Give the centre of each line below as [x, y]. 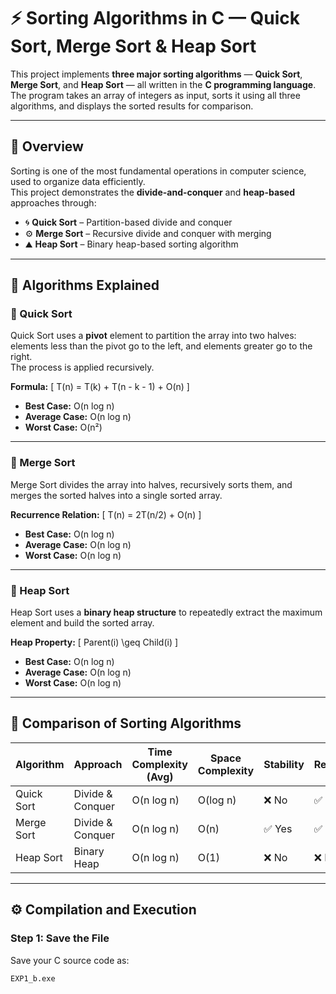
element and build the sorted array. [82, 623]
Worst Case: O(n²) [63, 427]
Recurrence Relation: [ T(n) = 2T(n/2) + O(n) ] [106, 514]
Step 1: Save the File [60, 938]
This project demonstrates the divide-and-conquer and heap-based [153, 192]
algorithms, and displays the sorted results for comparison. [132, 106]
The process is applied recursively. [82, 367]
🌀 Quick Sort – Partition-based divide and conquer [128, 222]
